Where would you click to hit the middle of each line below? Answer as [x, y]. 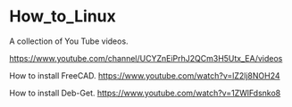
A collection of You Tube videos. [69, 41]
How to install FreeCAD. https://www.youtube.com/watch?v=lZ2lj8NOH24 [145, 75]
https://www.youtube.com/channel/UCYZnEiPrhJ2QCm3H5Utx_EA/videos [146, 58]
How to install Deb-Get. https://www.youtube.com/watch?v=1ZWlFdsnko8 [145, 93]
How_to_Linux [63, 16]
